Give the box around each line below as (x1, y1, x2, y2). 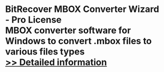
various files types (5, 46, 85, 57)
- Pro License (5, 14, 62, 25)
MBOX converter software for (5, 25, 131, 36)
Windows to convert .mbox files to (5, 35, 152, 47)
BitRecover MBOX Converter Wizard (5, 3, 159, 15)
